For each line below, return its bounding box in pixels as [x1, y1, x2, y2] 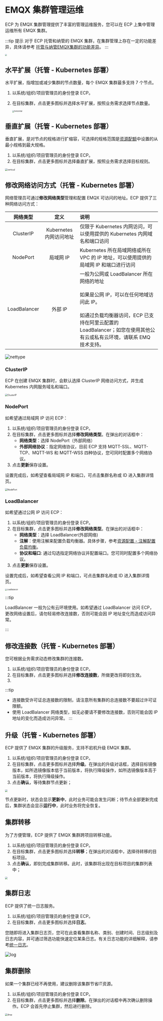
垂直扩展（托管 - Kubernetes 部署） [5, 122, 113, 130]
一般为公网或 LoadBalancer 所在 [80, 271, 153, 277]
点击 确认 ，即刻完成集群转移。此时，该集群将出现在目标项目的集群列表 [12, 860, 153, 866]
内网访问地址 [45, 234, 74, 240]
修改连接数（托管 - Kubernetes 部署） [5, 642, 119, 650]
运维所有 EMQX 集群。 [5, 27, 50, 33]
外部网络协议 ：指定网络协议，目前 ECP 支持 [19, 443, 107, 449]
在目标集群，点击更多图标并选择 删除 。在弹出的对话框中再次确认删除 [12, 997, 148, 1003]
